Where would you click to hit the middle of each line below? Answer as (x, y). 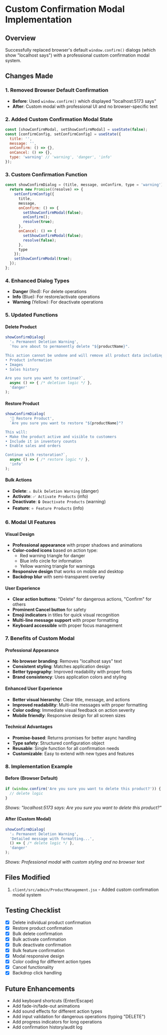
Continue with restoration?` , (37, 455)
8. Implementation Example (39, 766)
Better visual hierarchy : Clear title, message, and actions (71, 699)
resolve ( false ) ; (40, 240)
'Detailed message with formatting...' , (52, 839)
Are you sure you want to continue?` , (45, 378)
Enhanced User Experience (34, 688)
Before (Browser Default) (32, 778)
